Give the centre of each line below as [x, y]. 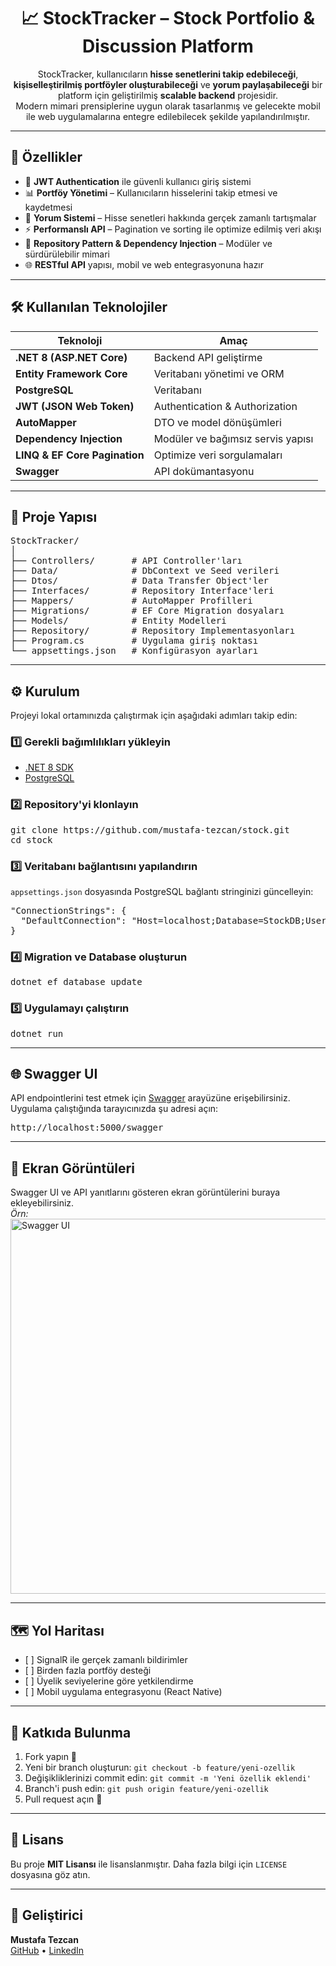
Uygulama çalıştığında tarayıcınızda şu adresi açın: [114, 1109]
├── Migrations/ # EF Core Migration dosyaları [147, 611]
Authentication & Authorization [225, 406]
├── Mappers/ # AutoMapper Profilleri [131, 601]
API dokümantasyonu [204, 471]
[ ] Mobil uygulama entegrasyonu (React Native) [123, 1692]
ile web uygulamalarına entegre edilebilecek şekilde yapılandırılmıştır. [168, 116]
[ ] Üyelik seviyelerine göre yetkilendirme [109, 1681]
